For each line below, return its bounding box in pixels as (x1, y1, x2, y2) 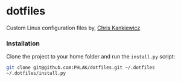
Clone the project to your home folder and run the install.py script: (6, 53, 176, 60)
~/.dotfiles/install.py (6, 71, 66, 77)
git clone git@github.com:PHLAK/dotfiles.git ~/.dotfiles (6, 65, 155, 71)
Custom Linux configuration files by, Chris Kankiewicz (6, 24, 141, 31)
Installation (6, 39, 40, 48)
